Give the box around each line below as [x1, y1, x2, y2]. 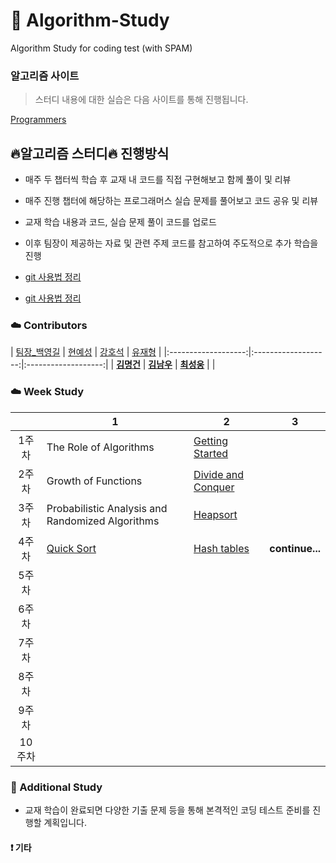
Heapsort [193, 507, 238, 521]
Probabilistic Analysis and [46, 501, 168, 515]
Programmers [10, 114, 67, 126]
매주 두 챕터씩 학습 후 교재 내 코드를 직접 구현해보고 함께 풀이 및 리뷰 [24, 174, 292, 186]
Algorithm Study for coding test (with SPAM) [10, 42, 193, 54]
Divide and [193, 467, 245, 481]
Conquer [193, 480, 235, 494]
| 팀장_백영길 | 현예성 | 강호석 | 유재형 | [10, 346, 162, 358]
